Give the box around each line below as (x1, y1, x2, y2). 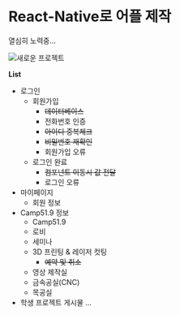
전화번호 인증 (44, 116, 87, 126)
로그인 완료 (32, 157, 67, 166)
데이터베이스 (44, 106, 84, 116)
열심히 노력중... (8, 36, 57, 45)
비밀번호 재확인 (44, 136, 93, 146)
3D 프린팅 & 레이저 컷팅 (32, 247, 108, 257)
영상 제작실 (32, 267, 67, 277)
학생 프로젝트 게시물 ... (19, 297, 92, 307)
